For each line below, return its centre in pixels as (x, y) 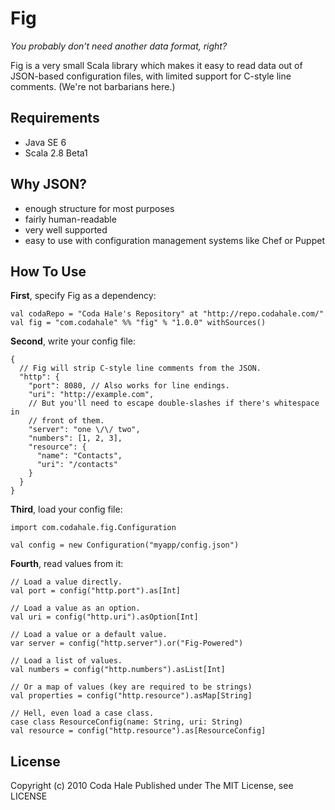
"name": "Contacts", (79, 456)
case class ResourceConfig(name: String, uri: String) (127, 722)
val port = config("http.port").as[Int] (96, 591)
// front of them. (66, 421)
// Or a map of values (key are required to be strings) (131, 687)
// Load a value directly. (66, 582)
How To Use (48, 271)
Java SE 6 (45, 142)
